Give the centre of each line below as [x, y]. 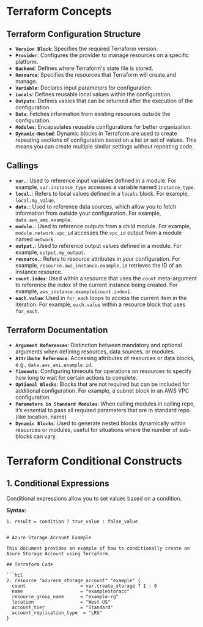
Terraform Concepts [59, 11]
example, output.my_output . [50, 252]
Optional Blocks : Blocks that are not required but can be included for [102, 384]
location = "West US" [61, 602]
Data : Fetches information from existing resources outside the [93, 114]
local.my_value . [35, 200]
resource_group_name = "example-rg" [65, 596]
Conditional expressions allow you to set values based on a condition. [94, 498]
